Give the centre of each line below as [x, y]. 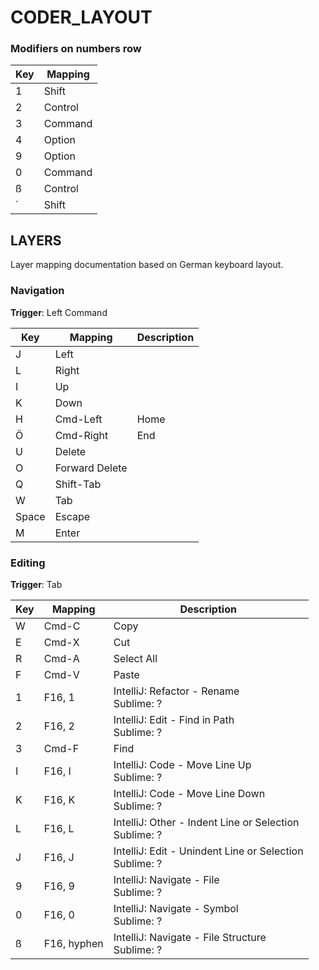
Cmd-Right [81, 435]
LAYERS [36, 240]
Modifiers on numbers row [76, 49]
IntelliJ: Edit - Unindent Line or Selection [208, 851]
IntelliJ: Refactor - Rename [176, 691]
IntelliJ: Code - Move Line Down [189, 793]
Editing [28, 563]
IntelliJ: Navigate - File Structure [190, 937]
